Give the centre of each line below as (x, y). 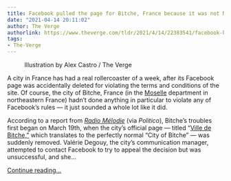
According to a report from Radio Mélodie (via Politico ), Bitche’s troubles (110, 120)
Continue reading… (34, 170)
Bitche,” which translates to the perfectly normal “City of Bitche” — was (108, 135)
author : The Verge (33, 26)
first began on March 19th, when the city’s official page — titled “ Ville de (109, 128)
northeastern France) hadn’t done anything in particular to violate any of (109, 100)
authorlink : (24, 33)
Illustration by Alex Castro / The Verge (78, 65)
